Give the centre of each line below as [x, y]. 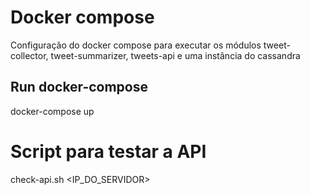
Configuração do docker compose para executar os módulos [136, 45]
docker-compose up [52, 111]
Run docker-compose [79, 87]
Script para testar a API [108, 151]
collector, [29, 55]
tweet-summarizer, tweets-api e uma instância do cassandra [175, 55]
